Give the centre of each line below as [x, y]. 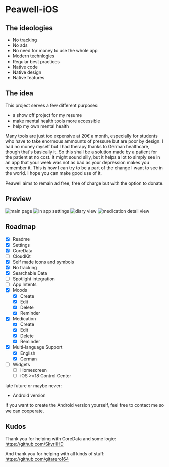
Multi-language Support [37, 347]
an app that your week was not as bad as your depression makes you [77, 162]
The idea [19, 94]
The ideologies [29, 28]
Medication [24, 319]
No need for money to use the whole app [55, 51]
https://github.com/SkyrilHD [35, 444]
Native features [29, 77]
